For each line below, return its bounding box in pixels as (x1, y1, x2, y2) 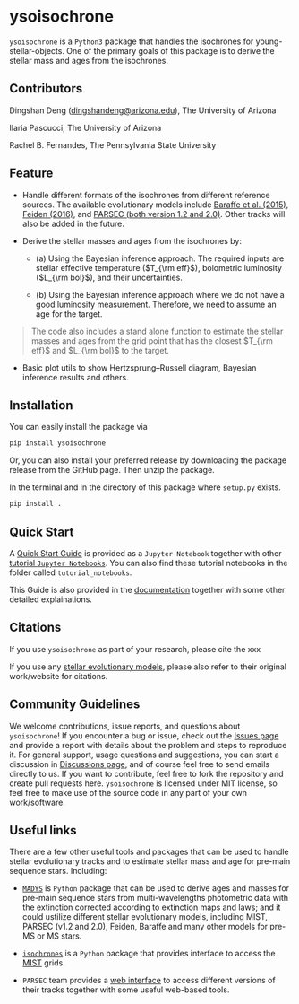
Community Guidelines (9, 697, 141, 712)
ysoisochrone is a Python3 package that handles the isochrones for (9, 36, 254, 47)
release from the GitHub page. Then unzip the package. (9, 465, 215, 476)
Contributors (9, 81, 83, 96)
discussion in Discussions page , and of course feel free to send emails (9, 758, 270, 769)
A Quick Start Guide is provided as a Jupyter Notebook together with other (9, 547, 282, 558)
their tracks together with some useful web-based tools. (21, 984, 230, 995)
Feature (9, 166, 54, 181)
